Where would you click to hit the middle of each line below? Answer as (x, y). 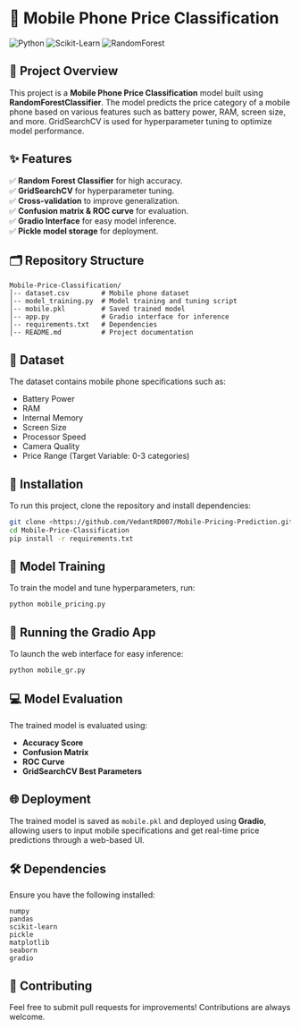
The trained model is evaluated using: (79, 725)
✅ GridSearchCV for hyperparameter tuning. (92, 191)
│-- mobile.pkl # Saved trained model (97, 309)
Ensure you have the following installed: (83, 895)
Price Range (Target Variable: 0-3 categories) (106, 456)
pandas (21, 919)
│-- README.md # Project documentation (101, 333)
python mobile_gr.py (48, 670)
